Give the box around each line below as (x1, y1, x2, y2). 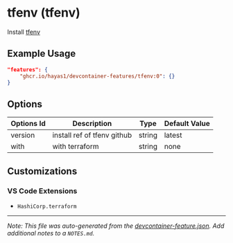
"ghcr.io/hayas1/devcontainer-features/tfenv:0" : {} (19, 73, 175, 80)
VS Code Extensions (7, 186, 78, 195)
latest (164, 130, 182, 140)
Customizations (7, 165, 78, 177)
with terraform (52, 142, 99, 152)
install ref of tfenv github (52, 130, 132, 140)
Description (72, 119, 112, 129)
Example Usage (7, 48, 76, 60)
